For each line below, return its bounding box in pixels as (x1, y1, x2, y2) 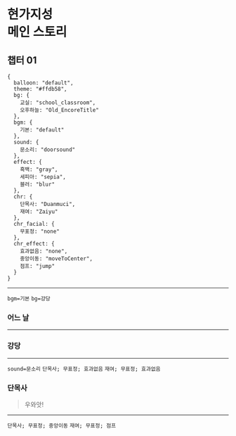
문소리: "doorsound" (20, 146, 76, 153)
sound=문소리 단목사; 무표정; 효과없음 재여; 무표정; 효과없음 (7, 365, 161, 373)
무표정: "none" (20, 228, 60, 235)
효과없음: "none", (20, 248, 68, 255)
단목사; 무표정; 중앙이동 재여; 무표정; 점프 (7, 422, 117, 429)
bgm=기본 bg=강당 (7, 295, 51, 302)
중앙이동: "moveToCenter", (20, 255, 93, 262)
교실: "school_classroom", (20, 99, 96, 106)
